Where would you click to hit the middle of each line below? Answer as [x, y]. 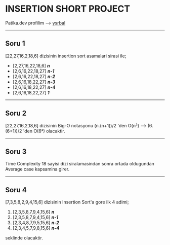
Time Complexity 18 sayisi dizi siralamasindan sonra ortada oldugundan [80, 164]
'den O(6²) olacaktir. [44, 131]
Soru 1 [15, 44]
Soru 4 [16, 190]
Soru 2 [16, 113]
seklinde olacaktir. [24, 238]
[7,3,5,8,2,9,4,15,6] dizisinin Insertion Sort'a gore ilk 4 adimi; [67, 202]
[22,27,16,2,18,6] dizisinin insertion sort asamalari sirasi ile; [66, 56]
